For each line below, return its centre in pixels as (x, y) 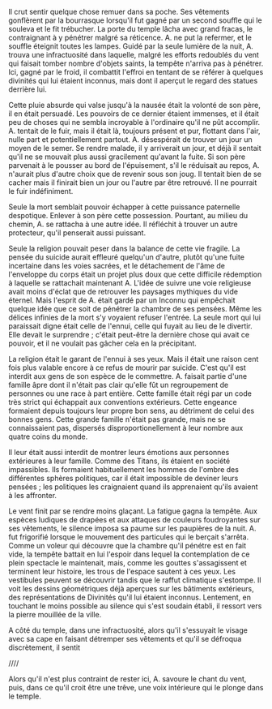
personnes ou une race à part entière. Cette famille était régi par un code (130, 393)
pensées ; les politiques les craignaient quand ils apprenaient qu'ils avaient (133, 487)
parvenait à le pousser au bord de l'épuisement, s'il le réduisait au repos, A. (134, 165)
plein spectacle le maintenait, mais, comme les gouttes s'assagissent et (127, 563)
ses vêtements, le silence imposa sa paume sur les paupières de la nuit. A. (132, 528)
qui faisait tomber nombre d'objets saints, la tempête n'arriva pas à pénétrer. (136, 63)
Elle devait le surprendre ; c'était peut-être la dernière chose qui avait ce (129, 335)
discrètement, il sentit (45, 647)
